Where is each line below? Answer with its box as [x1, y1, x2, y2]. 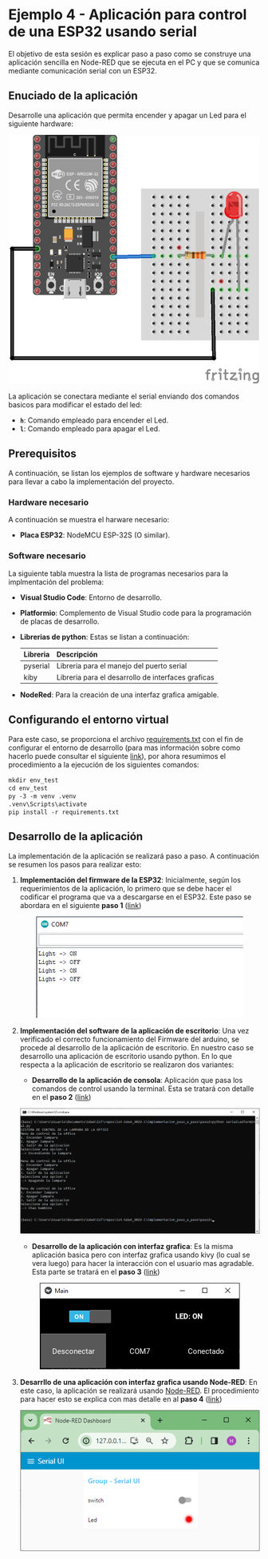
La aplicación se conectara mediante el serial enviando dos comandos [8, 391, 239, 401]
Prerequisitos [8, 447, 77, 461]
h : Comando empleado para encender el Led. [19, 415, 169, 425]
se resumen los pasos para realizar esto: [8, 859, 142, 869]
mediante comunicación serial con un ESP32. [8, 65, 157, 75]
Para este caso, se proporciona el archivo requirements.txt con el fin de [8, 734, 243, 744]
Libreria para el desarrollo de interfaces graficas [56, 672, 215, 682]
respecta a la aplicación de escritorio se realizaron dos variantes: [19, 1060, 235, 1069]
